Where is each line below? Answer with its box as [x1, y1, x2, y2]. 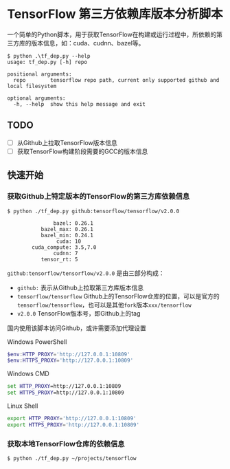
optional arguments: [7, 94, 67, 102]
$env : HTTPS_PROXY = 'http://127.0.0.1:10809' [7, 357, 134, 364]
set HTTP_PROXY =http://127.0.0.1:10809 [7, 383, 122, 390]
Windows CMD [7, 369, 49, 378]
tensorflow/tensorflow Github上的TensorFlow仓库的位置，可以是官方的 [16, 292, 220, 300]
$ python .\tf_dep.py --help [7, 52, 91, 59]
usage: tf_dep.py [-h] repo [7, 58, 88, 65]
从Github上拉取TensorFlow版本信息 [16, 138, 118, 146]
